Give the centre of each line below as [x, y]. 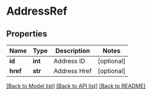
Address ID [70, 61]
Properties [27, 34]
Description [73, 51]
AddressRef [37, 11]
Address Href [73, 71]
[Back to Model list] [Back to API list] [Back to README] [76, 86]
